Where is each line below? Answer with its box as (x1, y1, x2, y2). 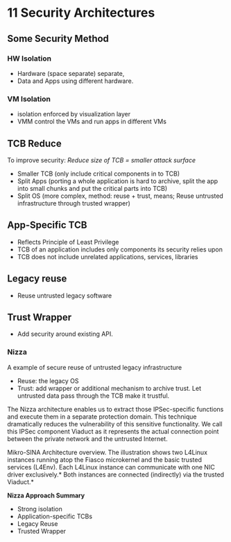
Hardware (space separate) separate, (17, 69, 125, 77)
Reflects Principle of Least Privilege (17, 238, 119, 246)
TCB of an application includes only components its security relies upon (17, 245, 223, 254)
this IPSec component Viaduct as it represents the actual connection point (7, 427, 219, 435)
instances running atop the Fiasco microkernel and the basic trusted (7, 455, 203, 464)
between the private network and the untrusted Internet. (7, 434, 168, 443)
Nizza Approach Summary (7, 491, 85, 500)
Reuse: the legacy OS (17, 376, 79, 385)
